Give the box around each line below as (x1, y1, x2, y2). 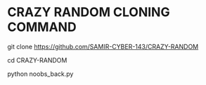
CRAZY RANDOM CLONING (7, 4, 170, 20)
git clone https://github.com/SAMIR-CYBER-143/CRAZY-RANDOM (7, 42, 199, 51)
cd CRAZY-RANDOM (7, 55, 67, 64)
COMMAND (7, 19, 77, 35)
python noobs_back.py (7, 70, 74, 78)
